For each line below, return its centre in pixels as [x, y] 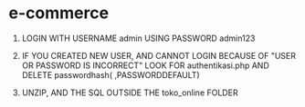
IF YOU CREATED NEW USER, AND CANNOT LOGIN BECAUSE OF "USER [159, 55]
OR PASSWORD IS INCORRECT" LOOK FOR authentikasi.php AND [146, 65]
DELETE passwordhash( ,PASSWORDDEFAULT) [110, 74]
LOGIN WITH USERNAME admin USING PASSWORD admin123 [138, 38]
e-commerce [59, 13]
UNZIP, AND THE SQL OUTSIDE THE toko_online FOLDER [130, 92]
